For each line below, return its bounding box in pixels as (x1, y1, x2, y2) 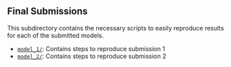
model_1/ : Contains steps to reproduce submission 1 (17, 44, 165, 52)
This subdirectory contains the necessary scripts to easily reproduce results (7, 23, 225, 32)
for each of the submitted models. (7, 31, 104, 39)
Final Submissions (7, 6, 88, 17)
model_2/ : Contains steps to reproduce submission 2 (17, 52, 167, 60)
